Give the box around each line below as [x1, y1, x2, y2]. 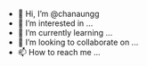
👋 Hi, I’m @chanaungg [17, 9, 100, 19]
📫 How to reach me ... [17, 47, 101, 57]
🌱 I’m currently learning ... [17, 28, 113, 37]
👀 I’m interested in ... [17, 18, 94, 29]
